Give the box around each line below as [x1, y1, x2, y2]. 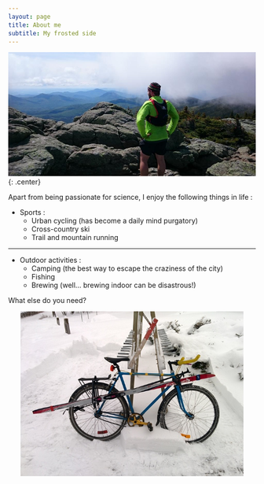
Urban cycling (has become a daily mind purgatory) [31, 216, 199, 225]
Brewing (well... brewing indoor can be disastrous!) [31, 280, 196, 290]
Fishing [31, 272, 56, 281]
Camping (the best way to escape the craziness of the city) [31, 264, 224, 273]
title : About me [8, 20, 61, 29]
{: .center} [8, 177, 42, 187]
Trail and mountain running [31, 232, 119, 242]
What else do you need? [8, 295, 86, 305]
